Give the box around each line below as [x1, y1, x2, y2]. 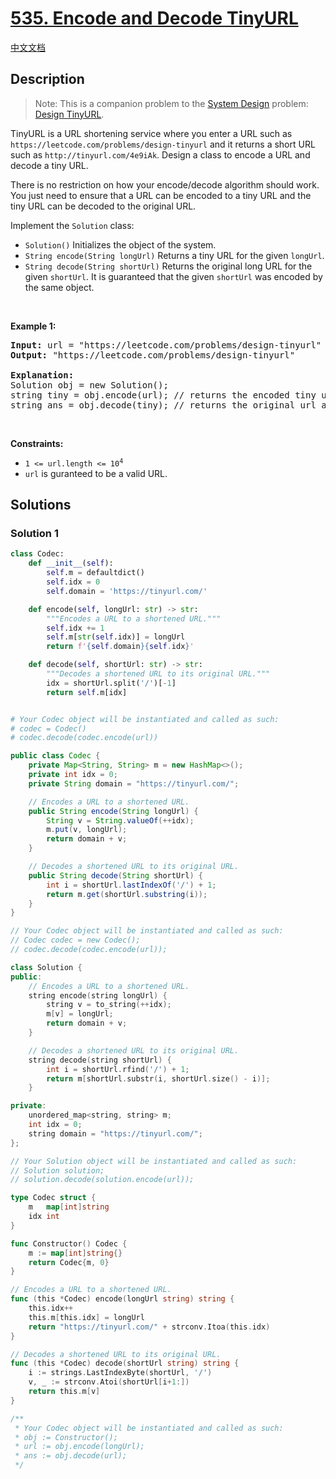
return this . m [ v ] [28, 1387, 101, 1397]
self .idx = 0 [46, 577, 101, 587]
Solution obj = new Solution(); [10, 379, 169, 391]
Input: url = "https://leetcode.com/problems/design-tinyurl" [10, 339, 322, 351]
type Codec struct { [10, 1193, 97, 1203]
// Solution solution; [10, 1165, 105, 1176]
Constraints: [10, 437, 64, 449]
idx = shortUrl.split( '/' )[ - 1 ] [46, 678, 177, 688]
